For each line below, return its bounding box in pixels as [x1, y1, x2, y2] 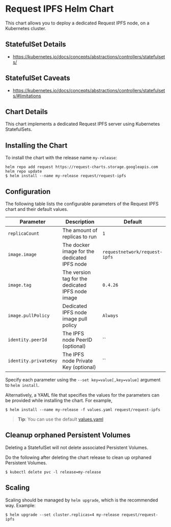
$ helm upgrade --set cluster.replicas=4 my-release [5, 512, 120, 517]
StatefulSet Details [5, 40, 66, 49]
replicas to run [62, 233, 97, 240]
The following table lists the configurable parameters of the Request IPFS [5, 201, 159, 207]
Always [102, 313, 119, 318]
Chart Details [5, 107, 48, 116]
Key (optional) [62, 364, 96, 371]
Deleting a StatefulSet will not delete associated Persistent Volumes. [5, 444, 149, 451]
